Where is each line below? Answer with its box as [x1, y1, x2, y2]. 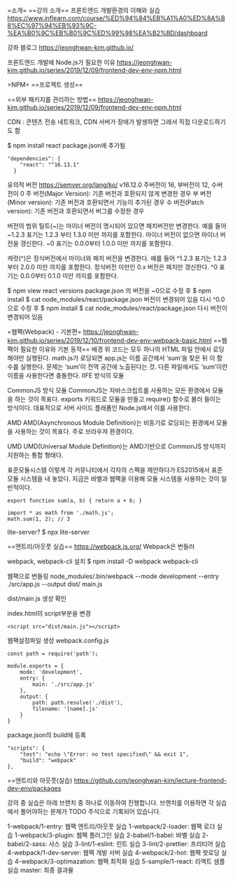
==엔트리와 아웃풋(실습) [7, 776, 73, 784]
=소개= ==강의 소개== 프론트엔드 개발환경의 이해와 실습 [7, 6, 161, 14]
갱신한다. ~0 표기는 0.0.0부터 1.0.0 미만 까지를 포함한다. [20, 239, 173, 247]
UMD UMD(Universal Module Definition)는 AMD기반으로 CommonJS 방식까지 [7, 442, 226, 450]
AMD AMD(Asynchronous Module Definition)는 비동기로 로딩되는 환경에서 [7, 418, 215, 427]
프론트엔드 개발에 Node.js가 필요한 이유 [7, 58, 115, 66]
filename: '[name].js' [32, 705, 99, 712]
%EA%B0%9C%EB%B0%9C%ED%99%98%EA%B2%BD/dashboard [7, 29, 208, 37]
